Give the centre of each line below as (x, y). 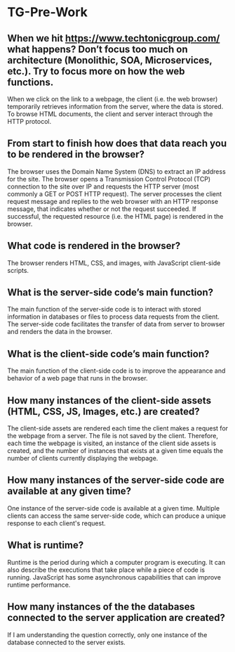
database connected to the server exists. (67, 642)
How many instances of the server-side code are (116, 480)
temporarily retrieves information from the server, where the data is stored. (115, 107)
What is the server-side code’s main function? (110, 293)
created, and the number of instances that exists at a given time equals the (115, 451)
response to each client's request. (56, 523)
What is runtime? (46, 545)
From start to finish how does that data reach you (117, 144)
